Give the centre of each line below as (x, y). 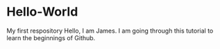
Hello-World (42, 12)
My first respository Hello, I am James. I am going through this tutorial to (110, 31)
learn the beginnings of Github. (51, 37)
